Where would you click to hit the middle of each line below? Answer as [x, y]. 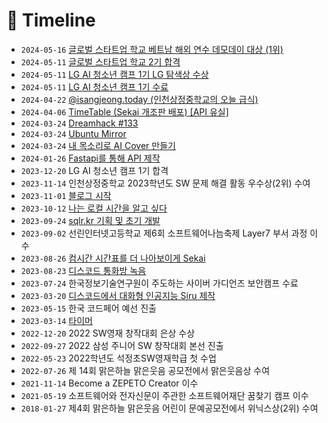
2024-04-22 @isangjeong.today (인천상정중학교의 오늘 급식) [139, 99]
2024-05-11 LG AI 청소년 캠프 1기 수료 [94, 86]
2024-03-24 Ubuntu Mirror [73, 133]
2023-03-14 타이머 [56, 320]
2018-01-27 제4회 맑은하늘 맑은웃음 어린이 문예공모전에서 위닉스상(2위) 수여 [169, 408]
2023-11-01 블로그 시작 [66, 195]
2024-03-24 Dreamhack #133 [79, 123]
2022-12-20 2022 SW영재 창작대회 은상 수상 [108, 333]
